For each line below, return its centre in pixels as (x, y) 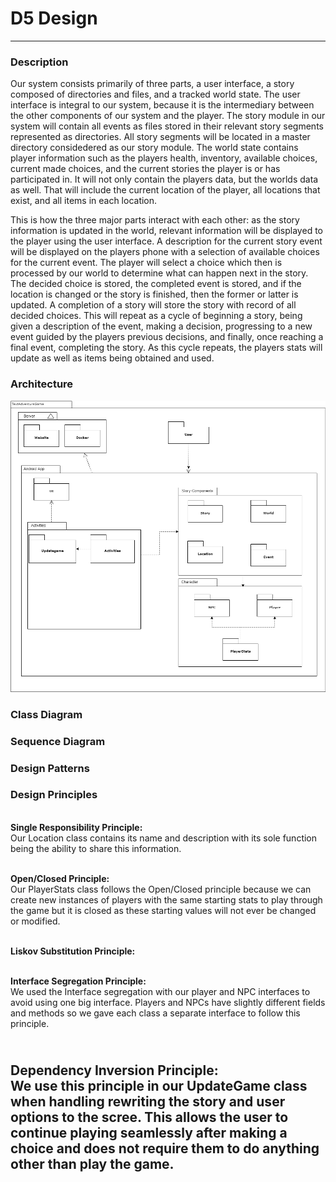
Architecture (42, 384)
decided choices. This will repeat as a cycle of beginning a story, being (156, 316)
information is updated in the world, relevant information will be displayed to (166, 231)
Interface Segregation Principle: (78, 981)
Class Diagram (46, 714)
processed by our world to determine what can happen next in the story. (159, 273)
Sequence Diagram (58, 741)
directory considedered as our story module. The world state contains (154, 148)
